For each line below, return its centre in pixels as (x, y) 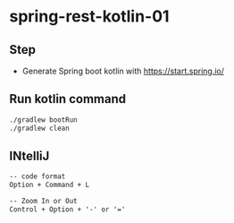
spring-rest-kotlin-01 (89, 17)
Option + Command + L (50, 185)
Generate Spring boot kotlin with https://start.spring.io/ (123, 71)
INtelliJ (29, 155)
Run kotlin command (68, 99)
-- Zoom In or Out (43, 202)
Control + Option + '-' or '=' (67, 210)
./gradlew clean (39, 128)
